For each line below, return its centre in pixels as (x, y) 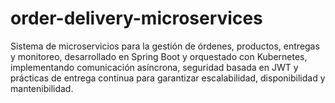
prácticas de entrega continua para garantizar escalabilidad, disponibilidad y (168, 78)
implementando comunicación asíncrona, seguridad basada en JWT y (154, 67)
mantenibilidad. (42, 88)
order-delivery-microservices (136, 18)
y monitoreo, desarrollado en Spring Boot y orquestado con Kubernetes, (159, 56)
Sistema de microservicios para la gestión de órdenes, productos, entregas (165, 46)
